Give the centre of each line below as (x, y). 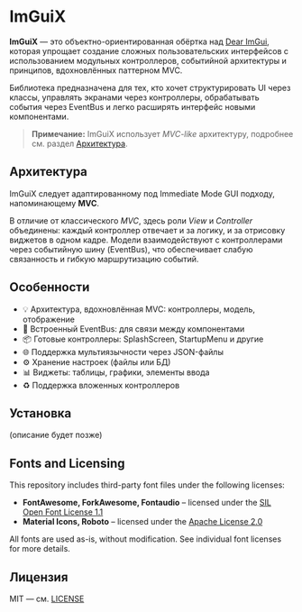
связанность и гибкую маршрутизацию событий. (104, 259)
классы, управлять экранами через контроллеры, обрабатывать (134, 97)
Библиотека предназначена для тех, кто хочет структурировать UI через (150, 87)
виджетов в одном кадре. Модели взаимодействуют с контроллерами (146, 240)
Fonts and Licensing (67, 463)
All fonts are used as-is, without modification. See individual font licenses (146, 539)
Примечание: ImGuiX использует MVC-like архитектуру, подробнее (162, 133)
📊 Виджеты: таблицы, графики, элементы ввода (116, 372)
